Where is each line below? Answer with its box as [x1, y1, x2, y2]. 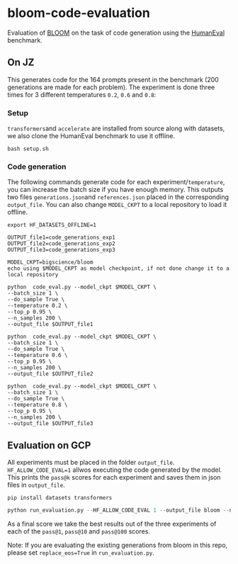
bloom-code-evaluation [7, 5, 150, 21]
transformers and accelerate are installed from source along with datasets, [7, 124, 225, 132]
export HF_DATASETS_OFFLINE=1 [7, 222, 97, 229]
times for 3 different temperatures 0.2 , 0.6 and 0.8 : [7, 90, 157, 98]
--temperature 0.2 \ [7, 303, 69, 310]
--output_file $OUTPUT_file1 [7, 321, 93, 328]
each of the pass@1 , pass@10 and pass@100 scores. [7, 527, 151, 536]
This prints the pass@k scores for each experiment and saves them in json [7, 473, 221, 482]
